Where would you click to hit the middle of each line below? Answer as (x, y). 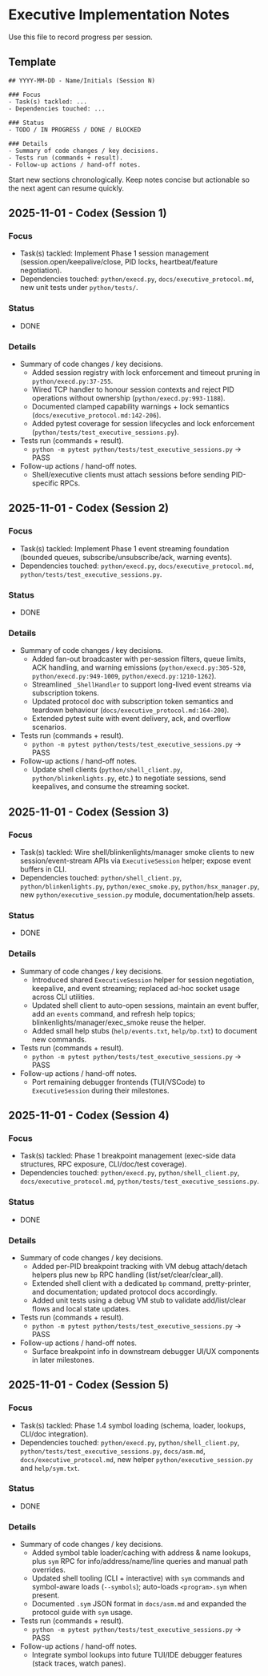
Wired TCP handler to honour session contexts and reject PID (133, 389)
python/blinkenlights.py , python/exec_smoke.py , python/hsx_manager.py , (140, 886)
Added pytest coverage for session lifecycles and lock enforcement (143, 424)
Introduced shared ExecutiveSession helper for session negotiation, (143, 980)
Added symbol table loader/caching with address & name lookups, (141, 1553)
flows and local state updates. (81, 1308)
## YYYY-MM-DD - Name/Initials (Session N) (82, 81)
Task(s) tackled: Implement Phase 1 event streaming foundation (124, 548)
